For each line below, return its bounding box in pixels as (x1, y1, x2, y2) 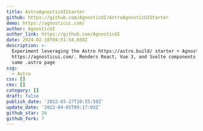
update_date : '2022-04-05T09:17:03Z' (6, 104, 101, 110)
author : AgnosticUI (6, 25, 56, 32)
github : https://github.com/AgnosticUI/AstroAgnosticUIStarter (6, 14, 169, 21)
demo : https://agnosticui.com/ (6, 20, 85, 26)
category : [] (6, 88, 39, 94)
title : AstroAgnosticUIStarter (6, 8, 85, 15)
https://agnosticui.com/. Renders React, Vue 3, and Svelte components (11, 54, 196, 60)
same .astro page (11, 59, 56, 65)
